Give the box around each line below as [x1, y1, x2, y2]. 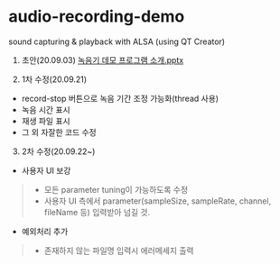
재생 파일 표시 [21, 115, 70, 126]
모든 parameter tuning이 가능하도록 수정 [43, 184, 189, 195]
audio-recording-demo [8, 6, 185, 27]
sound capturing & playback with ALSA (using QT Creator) [8, 36, 226, 47]
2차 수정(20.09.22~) [21, 146, 96, 157]
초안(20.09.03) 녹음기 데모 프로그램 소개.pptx [21, 54, 184, 65]
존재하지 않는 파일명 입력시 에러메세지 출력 [43, 245, 195, 256]
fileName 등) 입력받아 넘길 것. [43, 206, 151, 217]
